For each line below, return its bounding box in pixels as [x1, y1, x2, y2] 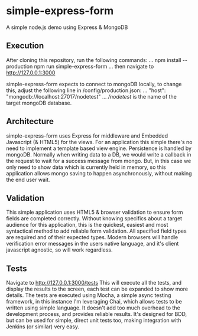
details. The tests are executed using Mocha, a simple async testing [6, 292, 171, 299]
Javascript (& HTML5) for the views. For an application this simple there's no [6, 138, 193, 145]
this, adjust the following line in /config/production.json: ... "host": [6, 87, 166, 94]
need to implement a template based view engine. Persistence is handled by [6, 145, 192, 152]
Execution [6, 41, 44, 51]
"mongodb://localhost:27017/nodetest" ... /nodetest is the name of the [6, 93, 177, 100]
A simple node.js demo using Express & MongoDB [6, 24, 128, 31]
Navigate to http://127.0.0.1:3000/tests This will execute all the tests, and [6, 279, 182, 286]
